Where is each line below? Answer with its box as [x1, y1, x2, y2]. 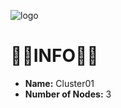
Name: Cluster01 [24, 77, 95, 89]
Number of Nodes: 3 [24, 88, 112, 100]
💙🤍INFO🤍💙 [10, 45, 99, 67]
